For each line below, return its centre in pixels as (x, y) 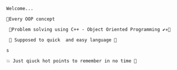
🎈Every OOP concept (31, 19)
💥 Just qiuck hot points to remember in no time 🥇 (72, 61)
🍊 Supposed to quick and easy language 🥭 (63, 40)
